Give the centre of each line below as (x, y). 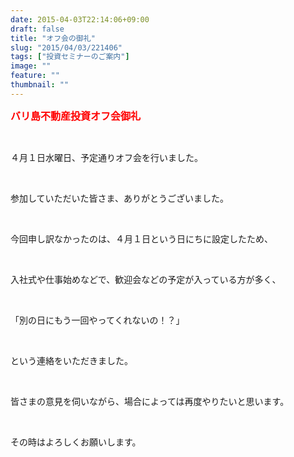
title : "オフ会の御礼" (53, 38)
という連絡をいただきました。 (71, 360)
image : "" (31, 66)
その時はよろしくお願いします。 (76, 442)
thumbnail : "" (40, 85)
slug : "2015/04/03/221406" (66, 47)
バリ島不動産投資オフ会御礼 (76, 116)
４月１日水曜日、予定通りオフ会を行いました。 (106, 157)
